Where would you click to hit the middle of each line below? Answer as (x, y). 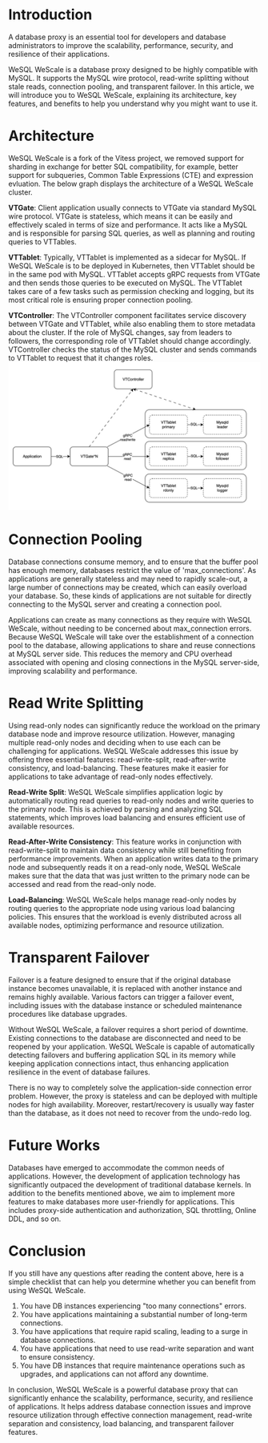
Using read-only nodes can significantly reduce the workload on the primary (134, 726)
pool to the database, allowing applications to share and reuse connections (132, 646)
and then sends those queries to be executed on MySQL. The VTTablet (125, 283)
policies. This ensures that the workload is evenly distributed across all (125, 917)
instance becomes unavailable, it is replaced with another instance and (125, 988)
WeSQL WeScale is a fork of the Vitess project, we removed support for (126, 158)
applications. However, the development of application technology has (124, 1176)
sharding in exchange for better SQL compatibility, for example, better (123, 167)
